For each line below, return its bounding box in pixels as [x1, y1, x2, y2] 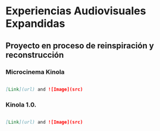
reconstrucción [5, 49, 64, 60]
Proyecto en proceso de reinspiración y [5, 40, 154, 51]
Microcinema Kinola [5, 67, 65, 76]
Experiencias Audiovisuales [5, 4, 146, 18]
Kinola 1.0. [5, 100, 37, 108]
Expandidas [5, 17, 65, 30]
